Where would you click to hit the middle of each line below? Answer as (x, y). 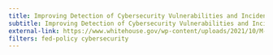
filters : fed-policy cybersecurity (69, 38)
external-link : (34, 31)
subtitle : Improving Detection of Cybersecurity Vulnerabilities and (129, 23)
